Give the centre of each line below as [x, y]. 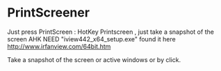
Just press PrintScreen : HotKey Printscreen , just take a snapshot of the [110, 32]
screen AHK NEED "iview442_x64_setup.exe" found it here [91, 39]
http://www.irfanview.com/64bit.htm [59, 46]
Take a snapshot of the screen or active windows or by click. [94, 59]
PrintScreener [49, 13]
